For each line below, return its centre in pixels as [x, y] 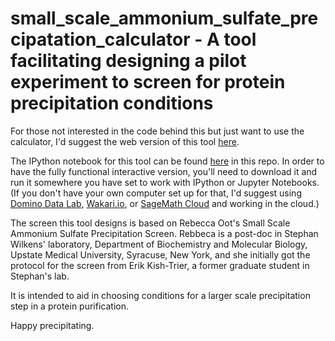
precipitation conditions [112, 103]
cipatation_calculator [100, 39]
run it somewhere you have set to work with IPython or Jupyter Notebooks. [165, 182]
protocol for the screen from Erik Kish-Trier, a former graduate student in [160, 265]
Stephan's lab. [40, 276]
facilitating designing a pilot [128, 61]
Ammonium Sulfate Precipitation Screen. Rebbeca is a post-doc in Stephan [164, 233]
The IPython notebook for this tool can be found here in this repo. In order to [167, 161]
